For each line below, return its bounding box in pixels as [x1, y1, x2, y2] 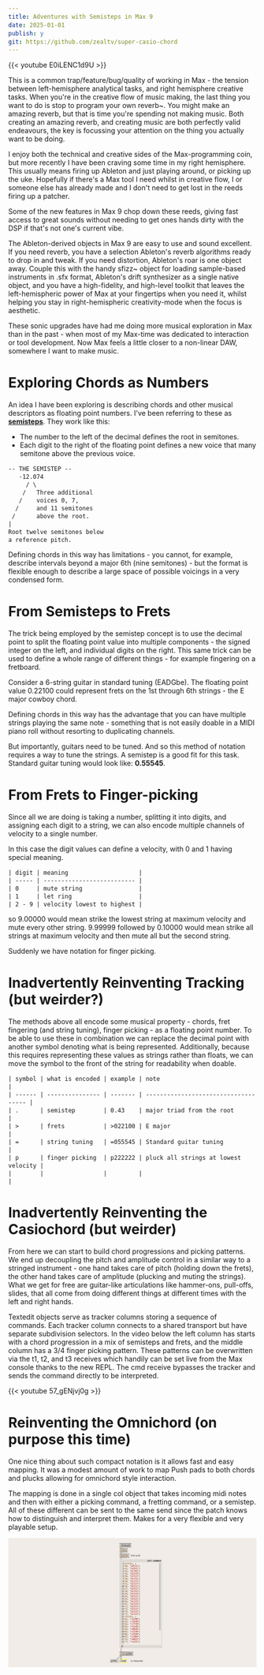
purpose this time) [8, 1430, 132, 1449]
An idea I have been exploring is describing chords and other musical [8, 400, 233, 409]
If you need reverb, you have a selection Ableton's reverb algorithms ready [8, 247, 251, 256]
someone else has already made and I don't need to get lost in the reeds [8, 183, 244, 193]
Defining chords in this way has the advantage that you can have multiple [8, 710, 247, 720]
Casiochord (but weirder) [8, 1221, 177, 1239]
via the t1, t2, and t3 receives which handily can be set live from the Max [8, 1354, 243, 1363]
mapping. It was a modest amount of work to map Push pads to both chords [8, 1464, 255, 1475]
